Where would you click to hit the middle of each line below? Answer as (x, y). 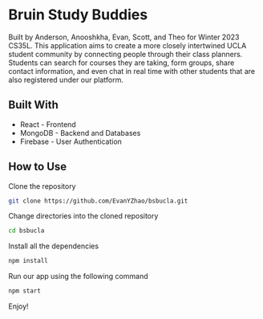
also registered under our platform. (66, 80)
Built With (33, 105)
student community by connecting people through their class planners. (125, 54)
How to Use (38, 167)
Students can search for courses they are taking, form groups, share (121, 63)
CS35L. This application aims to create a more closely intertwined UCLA (127, 45)
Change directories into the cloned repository (83, 216)
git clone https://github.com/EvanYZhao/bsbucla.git (98, 201)
